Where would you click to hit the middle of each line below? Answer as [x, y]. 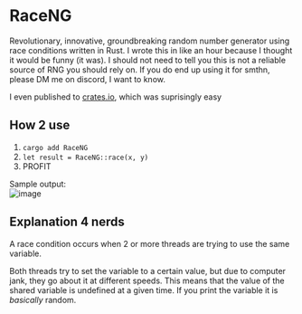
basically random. [43, 300]
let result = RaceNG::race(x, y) [85, 157]
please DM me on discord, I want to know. [87, 79]
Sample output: [38, 184]
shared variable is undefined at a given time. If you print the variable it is [144, 290]
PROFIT [37, 166]
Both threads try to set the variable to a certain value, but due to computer [148, 271]
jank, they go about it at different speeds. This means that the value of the [147, 281]
